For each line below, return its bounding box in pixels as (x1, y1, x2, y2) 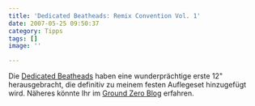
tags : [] (8, 34, 38, 43)
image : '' (8, 42, 42, 50)
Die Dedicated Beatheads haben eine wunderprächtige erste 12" (8, 71, 223, 81)
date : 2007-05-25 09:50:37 (8, 19, 100, 28)
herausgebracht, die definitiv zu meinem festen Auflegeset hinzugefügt (8, 80, 247, 90)
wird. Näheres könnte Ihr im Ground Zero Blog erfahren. (8, 88, 194, 98)
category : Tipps (8, 27, 63, 35)
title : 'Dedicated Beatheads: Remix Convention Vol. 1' (8, 11, 201, 20)
